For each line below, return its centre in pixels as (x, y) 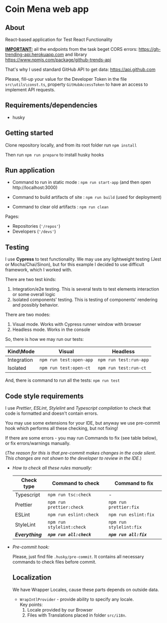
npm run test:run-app (123, 360)
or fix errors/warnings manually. (38, 443)
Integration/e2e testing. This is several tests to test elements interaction (85, 289)
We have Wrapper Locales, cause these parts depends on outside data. (85, 590)
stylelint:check (67, 527)
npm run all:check (70, 535)
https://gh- (150, 49)
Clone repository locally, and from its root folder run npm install (71, 145)
